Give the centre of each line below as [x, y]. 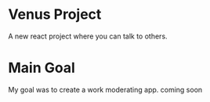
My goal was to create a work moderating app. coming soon [105, 89]
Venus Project [55, 15]
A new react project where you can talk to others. [88, 36]
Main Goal [42, 68]
